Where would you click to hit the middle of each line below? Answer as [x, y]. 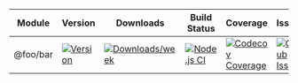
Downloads [140, 23]
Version [78, 23]
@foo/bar [33, 54]
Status [201, 28]
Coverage [247, 23]
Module [34, 23]
